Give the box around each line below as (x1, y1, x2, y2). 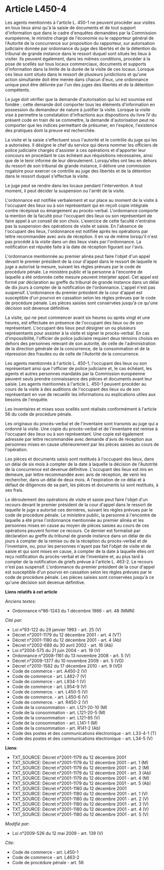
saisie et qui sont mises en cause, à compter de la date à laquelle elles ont (5, 548, 154, 554)
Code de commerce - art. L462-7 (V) (12, 673, 87, 679)
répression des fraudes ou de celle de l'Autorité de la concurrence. (5, 351, 140, 356)
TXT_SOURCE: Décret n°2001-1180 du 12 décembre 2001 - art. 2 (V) (12, 796, 149, 802)
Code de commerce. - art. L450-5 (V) (12, 689, 88, 694)
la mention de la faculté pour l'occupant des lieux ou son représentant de (5, 213, 152, 218)
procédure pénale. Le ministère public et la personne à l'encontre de (5, 269, 143, 275)
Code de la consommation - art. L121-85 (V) (12, 714, 101, 720)
